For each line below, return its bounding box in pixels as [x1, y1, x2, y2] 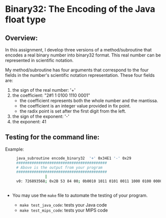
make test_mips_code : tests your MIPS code [19, 207, 108, 213]
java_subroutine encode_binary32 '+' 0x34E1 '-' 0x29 [16, 156, 132, 161]
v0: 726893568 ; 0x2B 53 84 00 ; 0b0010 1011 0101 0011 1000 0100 [16, 179, 152, 184]
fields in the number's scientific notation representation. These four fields [5, 72, 155, 78]
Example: [5, 146, 24, 152]
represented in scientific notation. [5, 57, 74, 63]
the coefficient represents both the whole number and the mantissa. [19, 98, 158, 104]
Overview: [5, 34, 38, 42]
